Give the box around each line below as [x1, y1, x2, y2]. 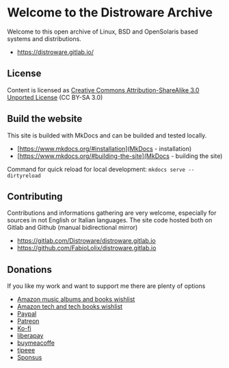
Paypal [16, 310, 37, 318]
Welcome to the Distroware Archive [7, 5, 213, 21]
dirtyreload [7, 172, 41, 179]
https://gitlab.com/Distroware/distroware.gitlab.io [16, 237, 156, 245]
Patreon [16, 317, 40, 326]
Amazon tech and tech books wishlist [16, 302, 123, 311]
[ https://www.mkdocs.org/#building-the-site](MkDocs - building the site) [16, 152, 223, 160]
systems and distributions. [7, 34, 82, 42]
